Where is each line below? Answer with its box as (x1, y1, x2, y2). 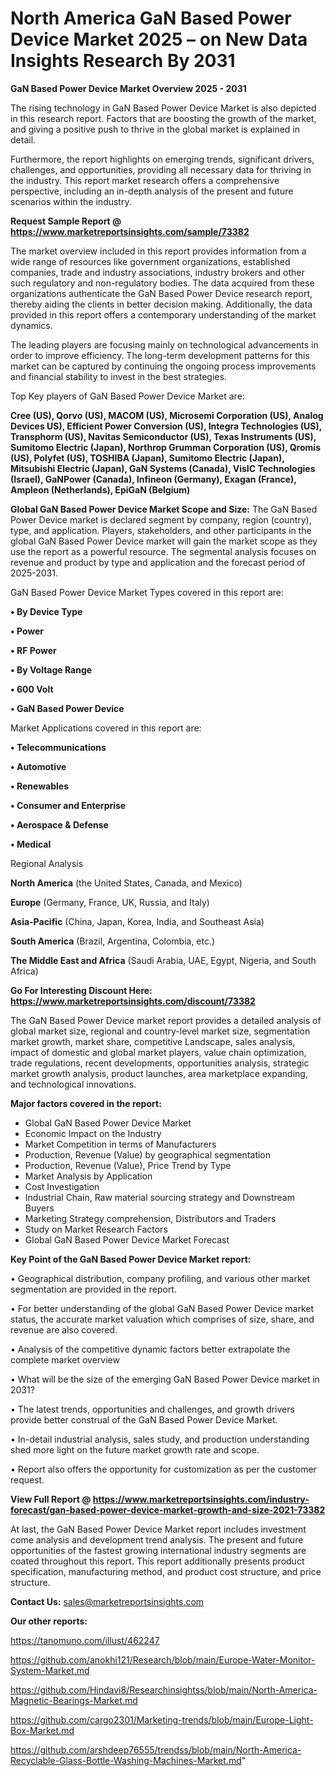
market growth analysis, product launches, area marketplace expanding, (10, 1067, 308, 1079)
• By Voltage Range (10, 663, 93, 676)
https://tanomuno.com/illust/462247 (10, 1634, 160, 1646)
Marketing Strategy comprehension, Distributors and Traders (24, 1212, 277, 1224)
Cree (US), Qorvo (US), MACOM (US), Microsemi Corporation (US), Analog (10, 409, 324, 421)
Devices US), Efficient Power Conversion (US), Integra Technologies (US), (10, 420, 323, 432)
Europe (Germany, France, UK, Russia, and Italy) (10, 896, 210, 908)
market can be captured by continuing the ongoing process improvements (10, 360, 317, 372)
